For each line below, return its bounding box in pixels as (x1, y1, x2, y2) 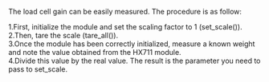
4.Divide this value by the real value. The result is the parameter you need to (8, 56, 261, 65)
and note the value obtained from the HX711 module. (8, 48, 182, 57)
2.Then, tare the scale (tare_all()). (8, 31, 119, 40)
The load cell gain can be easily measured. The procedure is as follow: (8, 7, 243, 16)
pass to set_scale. (8, 64, 68, 74)
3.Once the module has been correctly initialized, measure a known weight (8, 39, 255, 49)
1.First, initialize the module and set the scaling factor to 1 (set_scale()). (8, 22, 243, 31)
